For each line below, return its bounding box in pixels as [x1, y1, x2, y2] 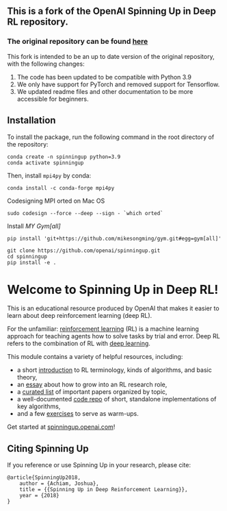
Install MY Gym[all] [7, 222, 61, 230]
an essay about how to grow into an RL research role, [16, 380, 168, 389]
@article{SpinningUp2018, [7, 474, 81, 482]
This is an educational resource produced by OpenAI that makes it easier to [7, 304, 220, 312]
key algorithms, [16, 402, 61, 410]
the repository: [7, 140, 49, 148]
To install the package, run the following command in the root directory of [7, 133, 215, 141]
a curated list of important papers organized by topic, [16, 388, 168, 396]
